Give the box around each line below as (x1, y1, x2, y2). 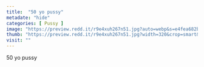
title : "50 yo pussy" (6, 9, 64, 15)
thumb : (6, 32, 23, 38)
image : (6, 26, 23, 32)
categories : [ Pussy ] (6, 20, 64, 26)
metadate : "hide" (6, 15, 50, 21)
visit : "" (6, 37, 32, 43)
